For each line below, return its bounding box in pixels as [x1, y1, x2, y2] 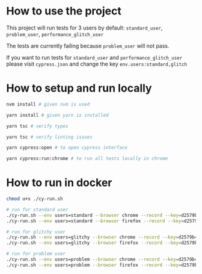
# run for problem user [6, 251, 66, 257]
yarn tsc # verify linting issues [6, 134, 93, 140]
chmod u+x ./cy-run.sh [6, 196, 63, 202]
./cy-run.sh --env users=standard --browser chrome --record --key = [6, 212, 182, 218]
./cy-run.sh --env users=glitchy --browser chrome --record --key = [6, 234, 179, 240]
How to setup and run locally [6, 81, 152, 95]
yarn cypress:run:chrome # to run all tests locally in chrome [6, 155, 168, 162]
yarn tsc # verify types [6, 123, 69, 129]
